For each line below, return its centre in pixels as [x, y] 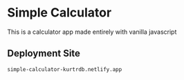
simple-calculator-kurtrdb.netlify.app [65, 69]
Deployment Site [44, 53]
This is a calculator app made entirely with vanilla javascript [92, 32]
